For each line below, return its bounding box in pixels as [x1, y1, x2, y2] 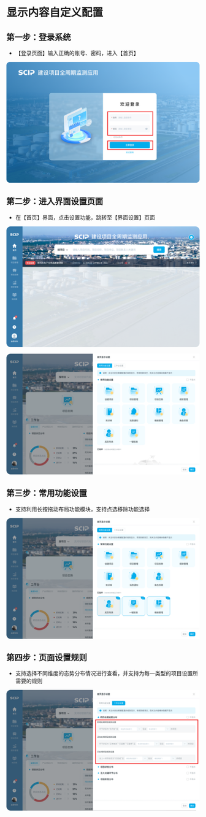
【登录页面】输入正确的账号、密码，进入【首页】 [15, 50, 139, 56]
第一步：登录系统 [6, 32, 71, 42]
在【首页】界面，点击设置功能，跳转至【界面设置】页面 [15, 213, 155, 221]
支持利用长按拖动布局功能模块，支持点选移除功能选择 [15, 505, 150, 513]
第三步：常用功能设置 [6, 488, 87, 499]
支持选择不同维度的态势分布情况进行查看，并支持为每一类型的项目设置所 [15, 670, 198, 677]
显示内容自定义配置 [6, 6, 104, 20]
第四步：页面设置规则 [6, 653, 87, 663]
